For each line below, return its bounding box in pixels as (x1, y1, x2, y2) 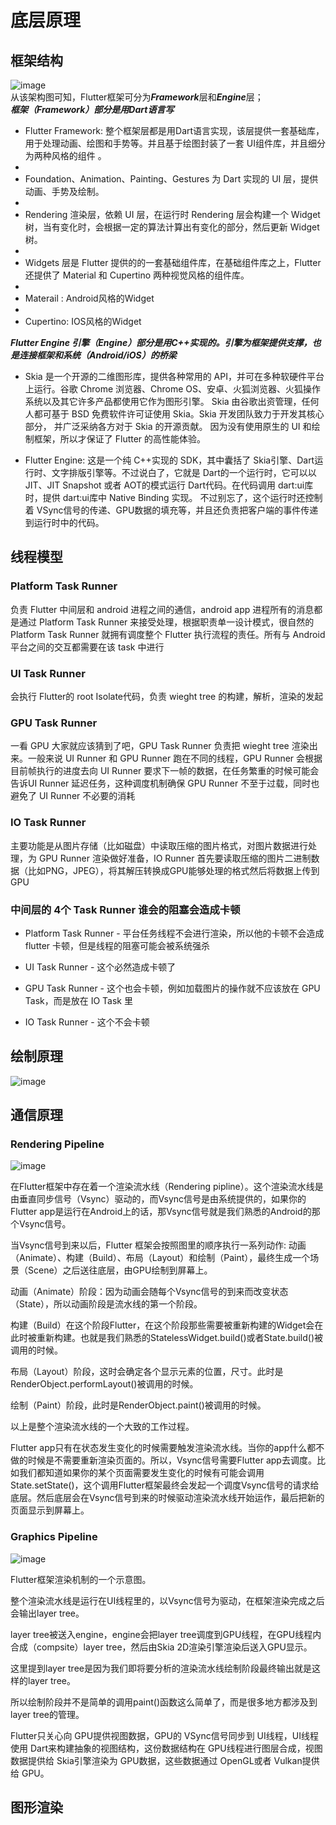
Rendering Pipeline (10, 1137, 105, 1151)
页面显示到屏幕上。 (10, 1504, 90, 1516)
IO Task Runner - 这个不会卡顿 (24, 1016, 150, 1028)
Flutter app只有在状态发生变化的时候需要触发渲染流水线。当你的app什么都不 (10, 1442, 325, 1454)
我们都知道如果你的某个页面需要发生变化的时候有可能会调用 (18, 1467, 265, 1479)
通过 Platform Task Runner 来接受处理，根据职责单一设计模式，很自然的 (18, 616, 315, 628)
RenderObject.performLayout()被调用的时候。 (10, 1378, 199, 1390)
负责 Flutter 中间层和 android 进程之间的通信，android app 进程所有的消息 (10, 603, 315, 615)
